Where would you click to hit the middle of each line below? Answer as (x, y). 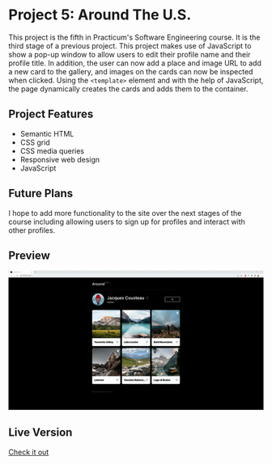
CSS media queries (52, 150)
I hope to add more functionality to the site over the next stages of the (125, 213)
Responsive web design (60, 159)
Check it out (29, 452)
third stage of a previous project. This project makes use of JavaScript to (130, 45)
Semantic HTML (47, 133)
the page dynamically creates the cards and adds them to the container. (128, 89)
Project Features (51, 114)
